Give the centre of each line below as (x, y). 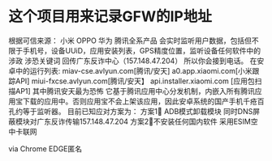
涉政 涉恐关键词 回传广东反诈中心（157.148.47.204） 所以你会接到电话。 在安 (136, 61)
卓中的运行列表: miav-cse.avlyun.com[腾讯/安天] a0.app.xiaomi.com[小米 (131, 70)
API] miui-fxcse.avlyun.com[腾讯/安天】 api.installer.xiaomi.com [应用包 (135, 81)
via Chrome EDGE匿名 (45, 148)
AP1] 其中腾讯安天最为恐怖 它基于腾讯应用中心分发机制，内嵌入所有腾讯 (135, 91)
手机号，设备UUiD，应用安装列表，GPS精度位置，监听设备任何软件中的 (142, 50)
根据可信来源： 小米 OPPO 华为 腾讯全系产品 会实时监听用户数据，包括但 (130, 40)
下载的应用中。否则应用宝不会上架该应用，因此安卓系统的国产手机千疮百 (143, 101)
